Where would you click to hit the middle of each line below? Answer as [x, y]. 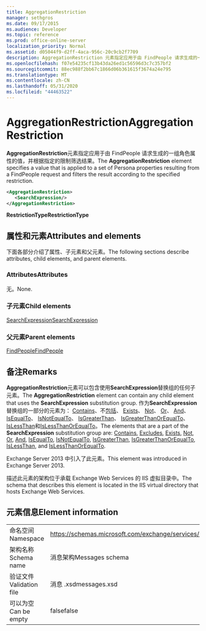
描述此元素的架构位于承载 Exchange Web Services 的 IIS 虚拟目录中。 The [99, 478]
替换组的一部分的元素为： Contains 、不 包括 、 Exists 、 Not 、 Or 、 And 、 [98, 410]
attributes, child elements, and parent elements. [67, 259]
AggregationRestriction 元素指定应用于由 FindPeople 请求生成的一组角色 [98, 153]
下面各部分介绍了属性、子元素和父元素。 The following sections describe [98, 252]
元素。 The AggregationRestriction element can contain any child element [100, 395]
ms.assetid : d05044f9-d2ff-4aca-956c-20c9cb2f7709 [72, 52]
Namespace [27, 538]
